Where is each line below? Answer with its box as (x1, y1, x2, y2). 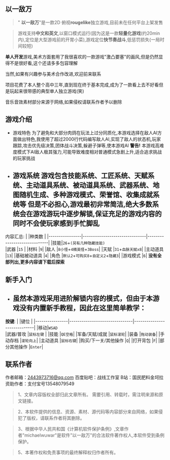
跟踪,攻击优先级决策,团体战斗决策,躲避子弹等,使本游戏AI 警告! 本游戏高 (12, 142, 160, 149)
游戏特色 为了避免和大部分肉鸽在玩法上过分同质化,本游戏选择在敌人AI (12, 129, 158, 136)
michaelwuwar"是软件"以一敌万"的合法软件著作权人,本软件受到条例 (24, 432, 165, 439)
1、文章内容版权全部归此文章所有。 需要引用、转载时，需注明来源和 (17, 391, 159, 398)
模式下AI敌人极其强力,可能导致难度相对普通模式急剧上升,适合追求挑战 (17, 149, 162, 155)
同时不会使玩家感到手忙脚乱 (12, 219, 100, 228)
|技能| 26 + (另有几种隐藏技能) (50, 240, 106, 246)
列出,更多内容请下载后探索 (9, 259, 65, 265)
